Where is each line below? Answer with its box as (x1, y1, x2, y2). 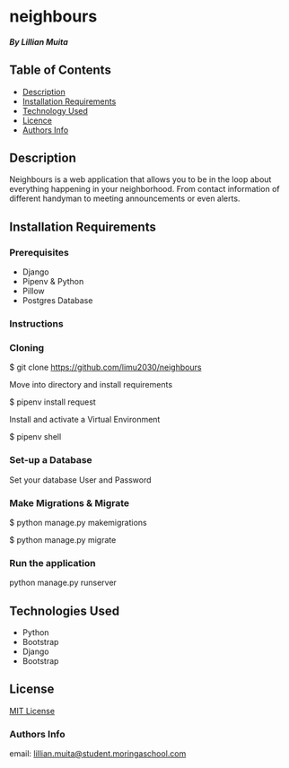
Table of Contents (9, 63, 112, 78)
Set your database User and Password (9, 474, 152, 485)
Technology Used (22, 105, 88, 116)
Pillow (22, 285, 45, 297)
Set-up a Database (9, 454, 92, 467)
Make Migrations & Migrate (9, 496, 130, 509)
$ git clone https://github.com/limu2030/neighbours (9, 362, 202, 373)
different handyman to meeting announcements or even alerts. (9, 193, 241, 204)
